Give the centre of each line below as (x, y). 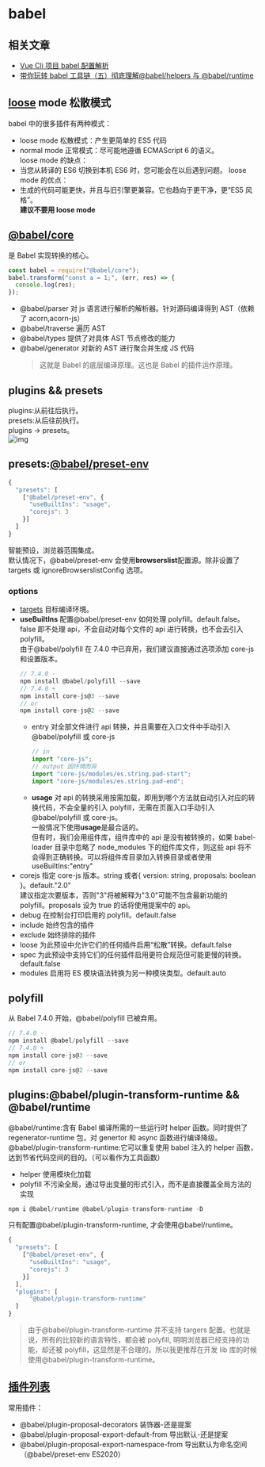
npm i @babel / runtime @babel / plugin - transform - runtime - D (106, 1209)
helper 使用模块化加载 (55, 1174)
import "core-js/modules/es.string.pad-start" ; (111, 774)
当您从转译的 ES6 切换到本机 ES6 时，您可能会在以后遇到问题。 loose (133, 170)
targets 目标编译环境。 (56, 609)
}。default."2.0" (45, 885)
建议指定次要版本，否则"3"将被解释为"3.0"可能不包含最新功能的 (123, 895)
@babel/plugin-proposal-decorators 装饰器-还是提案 (106, 1424)
